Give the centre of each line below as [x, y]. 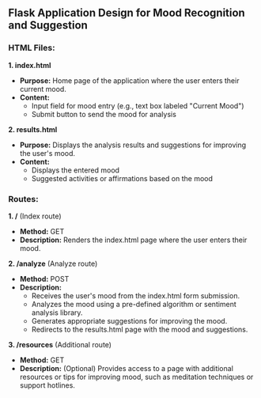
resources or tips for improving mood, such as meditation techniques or [136, 377]
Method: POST [44, 279]
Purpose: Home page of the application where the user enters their [129, 80]
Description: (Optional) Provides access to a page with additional [126, 368]
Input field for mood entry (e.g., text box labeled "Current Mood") [138, 105]
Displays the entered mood [76, 170]
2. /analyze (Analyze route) [53, 263]
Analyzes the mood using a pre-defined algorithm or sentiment [134, 304]
